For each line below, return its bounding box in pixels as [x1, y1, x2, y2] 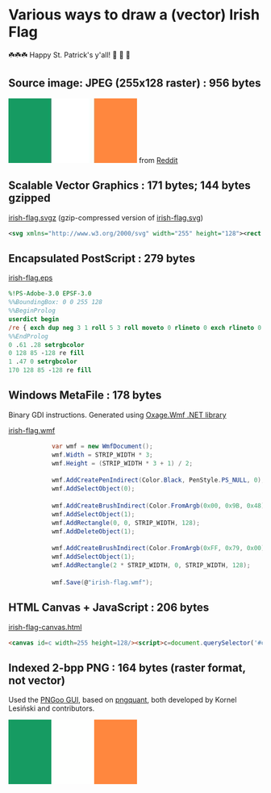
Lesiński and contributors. [8, 703, 95, 713]
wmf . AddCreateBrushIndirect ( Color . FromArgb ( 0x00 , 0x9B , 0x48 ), [51, 502, 269, 510]
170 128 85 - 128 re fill [8, 366, 92, 374]
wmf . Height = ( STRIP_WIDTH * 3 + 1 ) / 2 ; [51, 459, 194, 467]
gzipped [8, 191, 51, 205]
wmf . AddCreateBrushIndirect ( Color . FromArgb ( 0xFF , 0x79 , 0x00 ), [51, 545, 269, 553]
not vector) [8, 674, 66, 687]
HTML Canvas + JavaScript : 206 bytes [8, 601, 210, 615]
